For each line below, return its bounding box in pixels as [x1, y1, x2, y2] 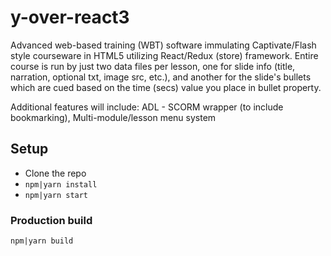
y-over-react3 [10, 6, 130, 29]
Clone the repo [24, 167, 87, 179]
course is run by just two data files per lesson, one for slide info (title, [10, 60, 296, 72]
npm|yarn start [24, 190, 89, 200]
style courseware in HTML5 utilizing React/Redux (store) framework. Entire [10, 49, 319, 61]
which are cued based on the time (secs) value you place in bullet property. [10, 81, 322, 93]
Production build [10, 213, 93, 227]
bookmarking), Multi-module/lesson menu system [10, 111, 217, 123]
